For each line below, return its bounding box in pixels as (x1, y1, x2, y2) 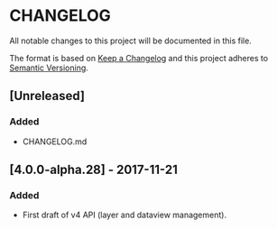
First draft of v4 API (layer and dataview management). (22, 209, 227, 221)
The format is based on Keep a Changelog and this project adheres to (9, 52, 269, 63)
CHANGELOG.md (22, 136, 88, 147)
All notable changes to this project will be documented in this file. (9, 35, 253, 46)
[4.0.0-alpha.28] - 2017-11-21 (9, 162, 178, 178)
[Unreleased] (9, 88, 86, 104)
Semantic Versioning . (9, 62, 88, 73)
